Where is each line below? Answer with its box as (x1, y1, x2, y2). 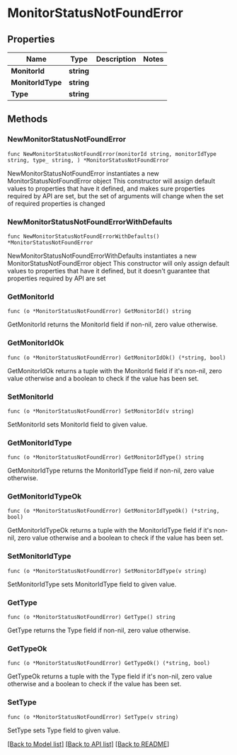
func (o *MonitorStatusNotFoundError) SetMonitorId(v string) (7, 407, 195, 415)
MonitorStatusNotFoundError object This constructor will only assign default (7, 259, 230, 267)
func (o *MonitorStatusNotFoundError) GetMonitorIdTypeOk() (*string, (7, 508, 220, 515)
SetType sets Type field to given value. (7, 726, 120, 734)
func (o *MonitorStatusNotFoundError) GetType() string (7, 614, 175, 621)
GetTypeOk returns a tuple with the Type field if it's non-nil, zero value (7, 672, 212, 681)
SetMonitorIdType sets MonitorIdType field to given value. (7, 579, 177, 589)
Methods (7, 113, 48, 125)
